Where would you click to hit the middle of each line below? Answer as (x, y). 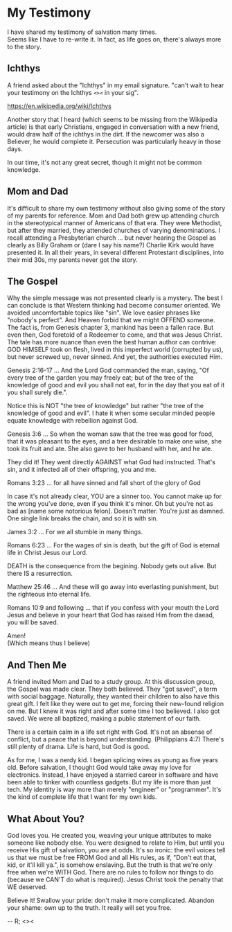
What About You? (46, 819)
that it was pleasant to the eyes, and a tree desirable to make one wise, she (115, 441)
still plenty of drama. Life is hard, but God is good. (79, 747)
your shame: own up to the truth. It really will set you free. (89, 908)
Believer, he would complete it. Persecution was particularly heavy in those (114, 141)
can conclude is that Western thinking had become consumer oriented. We (114, 306)
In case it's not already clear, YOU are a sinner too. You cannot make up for (115, 496)
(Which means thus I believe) (49, 643)
